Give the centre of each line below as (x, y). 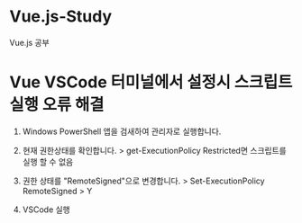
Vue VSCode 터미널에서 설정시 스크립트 (151, 82)
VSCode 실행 (46, 210)
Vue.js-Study (61, 17)
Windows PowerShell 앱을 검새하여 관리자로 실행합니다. (122, 131)
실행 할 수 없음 (48, 161)
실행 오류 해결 (57, 105)
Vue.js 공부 (29, 42)
